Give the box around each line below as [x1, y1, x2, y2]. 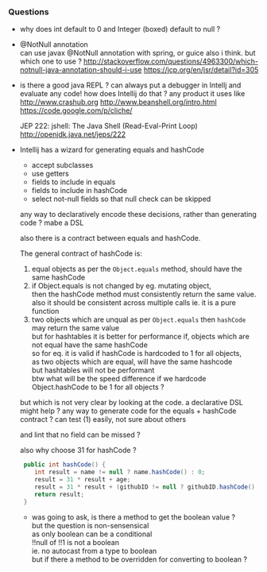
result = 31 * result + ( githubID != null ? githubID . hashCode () [34, 483, 256, 491]
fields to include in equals [31, 177, 116, 187]
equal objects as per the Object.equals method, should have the [31, 265, 242, 274]
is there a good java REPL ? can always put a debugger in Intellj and [19, 80, 242, 90]
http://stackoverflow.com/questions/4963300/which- [83, 56, 258, 66]
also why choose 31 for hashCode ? [19, 446, 137, 455]
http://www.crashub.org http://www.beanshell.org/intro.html [19, 98, 217, 107]
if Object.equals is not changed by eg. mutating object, [31, 281, 212, 291]
